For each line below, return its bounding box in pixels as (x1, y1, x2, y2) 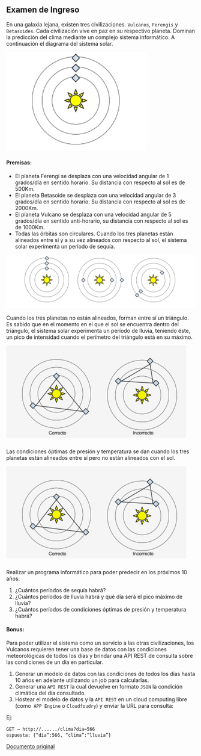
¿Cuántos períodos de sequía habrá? (14, 586, 106, 593)
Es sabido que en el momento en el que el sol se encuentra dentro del (6, 320, 179, 327)
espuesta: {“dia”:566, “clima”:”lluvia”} (6, 732, 112, 738)
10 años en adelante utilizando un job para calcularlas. (14, 677, 149, 684)
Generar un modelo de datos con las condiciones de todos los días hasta (14, 670, 196, 677)
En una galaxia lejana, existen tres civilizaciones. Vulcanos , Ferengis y (6, 20, 178, 28)
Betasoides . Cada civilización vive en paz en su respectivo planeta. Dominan (6, 27, 196, 34)
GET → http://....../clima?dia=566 (6, 726, 95, 732)
